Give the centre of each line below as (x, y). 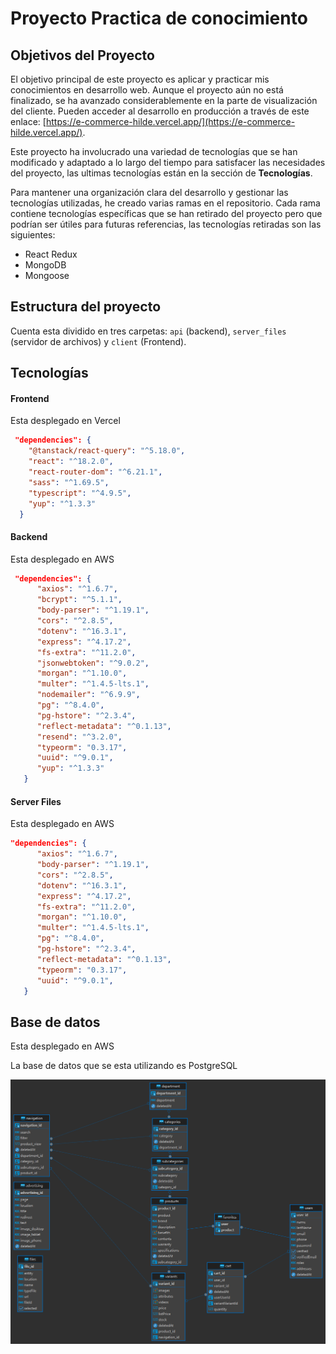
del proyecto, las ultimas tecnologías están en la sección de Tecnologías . (161, 173)
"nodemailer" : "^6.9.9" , (88, 695)
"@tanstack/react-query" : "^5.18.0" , (107, 451)
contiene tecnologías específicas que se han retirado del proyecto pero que (166, 213)
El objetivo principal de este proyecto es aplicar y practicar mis (140, 79)
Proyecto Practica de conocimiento (159, 18)
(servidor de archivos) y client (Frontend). (98, 341)
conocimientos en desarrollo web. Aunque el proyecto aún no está (147, 90)
